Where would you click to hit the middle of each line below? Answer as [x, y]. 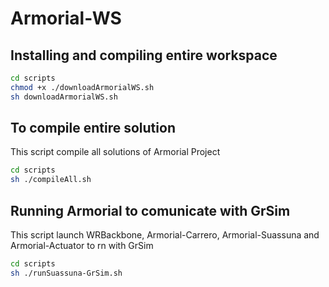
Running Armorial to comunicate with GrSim [150, 210]
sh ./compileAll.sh [51, 180]
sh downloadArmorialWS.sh [64, 97]
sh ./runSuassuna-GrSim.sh [66, 273]
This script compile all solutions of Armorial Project [115, 152]
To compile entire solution [93, 128]
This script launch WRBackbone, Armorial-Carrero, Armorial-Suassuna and [165, 235]
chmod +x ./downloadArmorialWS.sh [82, 87]
